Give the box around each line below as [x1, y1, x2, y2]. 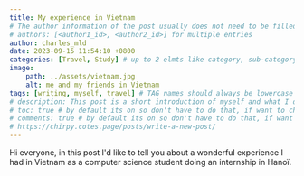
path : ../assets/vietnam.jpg [25, 72, 136, 81]
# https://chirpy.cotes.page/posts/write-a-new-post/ [9, 123, 217, 132]
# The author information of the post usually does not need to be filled [9, 22, 298, 31]
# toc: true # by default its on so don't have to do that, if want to [9, 106, 285, 115]
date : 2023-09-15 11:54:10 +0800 [9, 47, 136, 56]
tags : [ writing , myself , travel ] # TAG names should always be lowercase [9, 88, 294, 97]
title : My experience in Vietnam [9, 13, 136, 23]
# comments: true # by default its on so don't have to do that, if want [9, 114, 294, 123]
